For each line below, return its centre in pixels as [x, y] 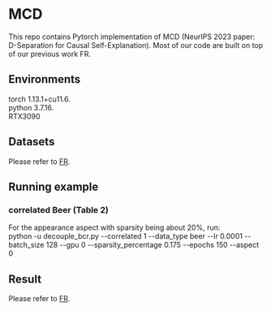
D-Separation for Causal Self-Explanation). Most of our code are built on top [136, 45]
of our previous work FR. [50, 54]
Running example [54, 186]
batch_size [26, 245]
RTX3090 [24, 116]
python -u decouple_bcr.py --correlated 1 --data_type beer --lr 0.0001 [126, 236]
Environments [45, 79]
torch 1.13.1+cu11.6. [40, 99]
